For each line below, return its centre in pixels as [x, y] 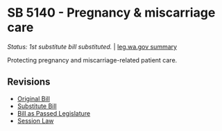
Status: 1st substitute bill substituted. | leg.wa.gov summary [92, 46]
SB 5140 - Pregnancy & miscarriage [111, 13]
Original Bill [34, 98]
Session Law [35, 121]
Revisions [29, 82]
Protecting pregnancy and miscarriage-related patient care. [92, 60]
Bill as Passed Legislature [54, 113]
